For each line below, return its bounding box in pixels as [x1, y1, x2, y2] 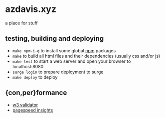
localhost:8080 [12, 63, 44, 69]
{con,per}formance [5, 89, 67, 97]
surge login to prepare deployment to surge [12, 69, 104, 75]
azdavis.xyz [5, 3, 56, 15]
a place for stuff [5, 20, 38, 26]
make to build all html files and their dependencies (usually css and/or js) [12, 53, 161, 59]
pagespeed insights [12, 107, 53, 113]
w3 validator [12, 102, 38, 108]
